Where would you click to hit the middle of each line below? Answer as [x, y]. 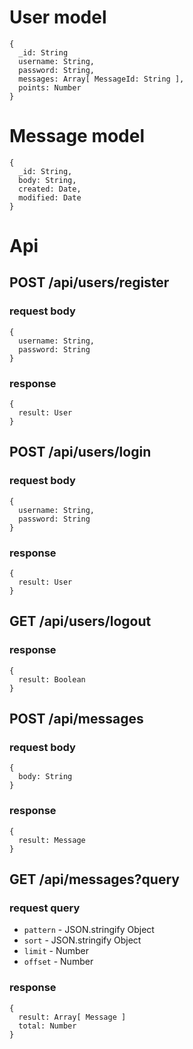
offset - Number [58, 962]
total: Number [47, 1026]
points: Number [50, 87]
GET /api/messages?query [94, 879]
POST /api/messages [76, 719]
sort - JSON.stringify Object [82, 940]
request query [45, 908]
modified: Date [50, 197]
